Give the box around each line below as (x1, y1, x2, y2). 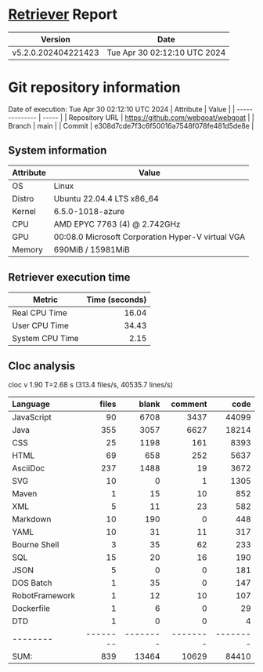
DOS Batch (12, 578, 52, 589)
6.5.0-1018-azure (53, 205, 125, 216)
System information (8, 143, 107, 158)
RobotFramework (12, 590, 76, 601)
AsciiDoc (12, 463, 45, 474)
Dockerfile (12, 603, 51, 614)
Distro (12, 193, 34, 204)
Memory (12, 244, 43, 255)
